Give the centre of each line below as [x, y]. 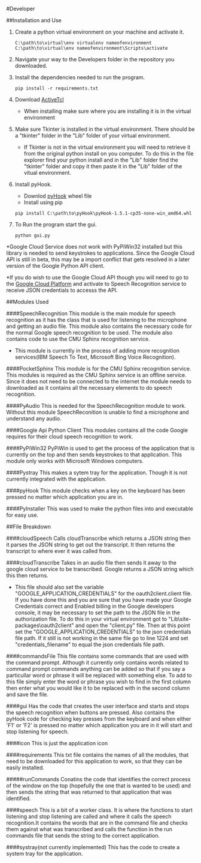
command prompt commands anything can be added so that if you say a [96, 669]
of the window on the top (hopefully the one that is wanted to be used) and [99, 786]
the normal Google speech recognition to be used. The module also [89, 332]
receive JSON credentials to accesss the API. [62, 290]
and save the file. [28, 694]
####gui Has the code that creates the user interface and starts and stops [98, 706]
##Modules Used [28, 302]
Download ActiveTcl [39, 99]
